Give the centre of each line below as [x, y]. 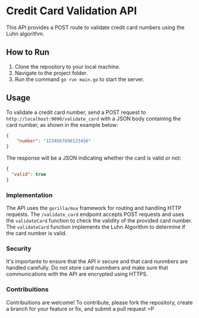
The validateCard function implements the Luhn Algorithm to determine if [96, 227]
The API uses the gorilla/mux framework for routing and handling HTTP [94, 208]
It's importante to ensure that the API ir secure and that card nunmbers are [97, 262]
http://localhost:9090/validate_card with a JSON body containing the [94, 118]
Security [19, 249]
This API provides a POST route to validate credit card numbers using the [95, 27]
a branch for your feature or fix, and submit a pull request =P [80, 309]
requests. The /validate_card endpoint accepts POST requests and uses [95, 214]
